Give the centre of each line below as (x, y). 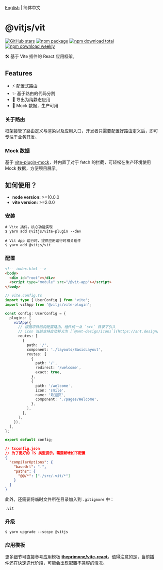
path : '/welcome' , (54, 386)
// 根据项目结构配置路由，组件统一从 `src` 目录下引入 (67, 327)
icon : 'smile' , (51, 390)
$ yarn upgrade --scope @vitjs (37, 532)
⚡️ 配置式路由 (25, 86)
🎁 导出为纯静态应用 (31, 99)
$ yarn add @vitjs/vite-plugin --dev (43, 231)
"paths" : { (25, 471)
